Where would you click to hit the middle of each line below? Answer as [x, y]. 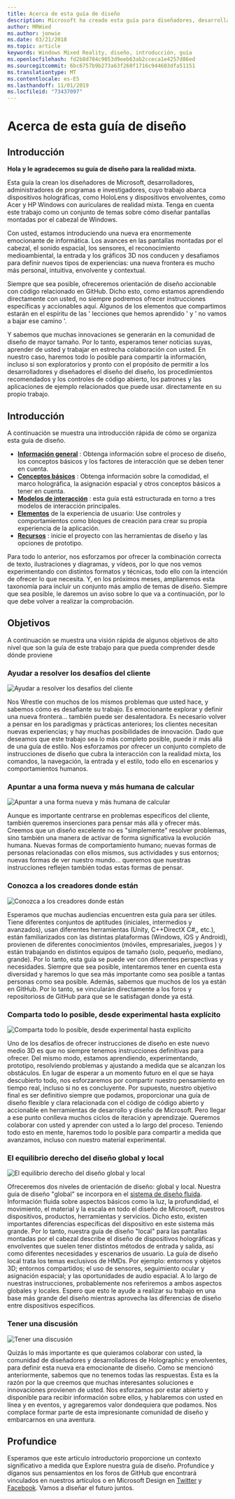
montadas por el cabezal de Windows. [63, 220]
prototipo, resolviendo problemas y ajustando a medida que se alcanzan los [116, 1065]
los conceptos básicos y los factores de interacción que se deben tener [121, 461]
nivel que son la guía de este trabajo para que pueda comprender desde [111, 647]
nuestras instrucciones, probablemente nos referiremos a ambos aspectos [115, 1284]
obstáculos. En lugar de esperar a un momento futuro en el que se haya [111, 1073]
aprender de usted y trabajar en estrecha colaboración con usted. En [107, 350]
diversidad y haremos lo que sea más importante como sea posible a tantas [116, 974]
